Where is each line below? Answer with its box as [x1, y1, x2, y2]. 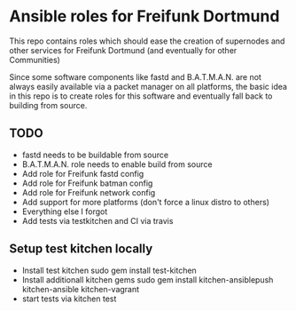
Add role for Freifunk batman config [21, 178, 153, 188]
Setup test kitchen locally [9, 242, 153, 257]
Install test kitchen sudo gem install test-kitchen [21, 265, 197, 275]
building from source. [9, 100, 88, 110]
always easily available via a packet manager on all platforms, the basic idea [9, 81, 288, 92]
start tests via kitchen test [21, 293, 117, 304]
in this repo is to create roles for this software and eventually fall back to [9, 91, 273, 101]
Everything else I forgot [21, 206, 108, 217]
